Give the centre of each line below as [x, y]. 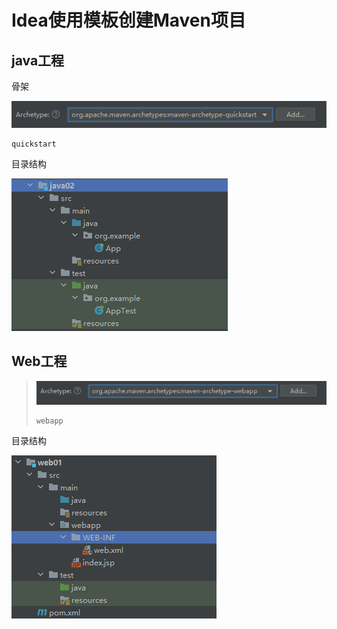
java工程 [38, 60]
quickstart [34, 144]
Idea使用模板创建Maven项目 [128, 20]
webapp [49, 421]
